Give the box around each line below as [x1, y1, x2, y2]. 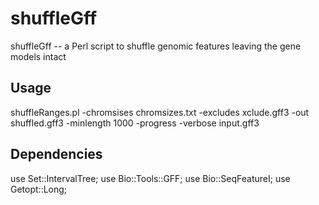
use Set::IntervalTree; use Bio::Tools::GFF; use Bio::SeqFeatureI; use [10, 172, 291, 184]
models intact [10, 50, 67, 62]
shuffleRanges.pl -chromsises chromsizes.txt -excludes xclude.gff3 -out [10, 106, 310, 118]
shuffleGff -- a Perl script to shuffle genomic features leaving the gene [10, 40, 302, 52]
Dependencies [10, 146, 103, 163]
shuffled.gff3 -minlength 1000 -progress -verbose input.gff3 [10, 117, 260, 129]
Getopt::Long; [10, 183, 68, 195]
